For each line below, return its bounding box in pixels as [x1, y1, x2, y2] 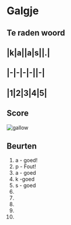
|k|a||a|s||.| [6, 47, 50, 57]
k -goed [15, 176, 35, 183]
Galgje [6, 4, 39, 18]
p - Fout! [15, 163, 36, 170]
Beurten [6, 141, 37, 151]
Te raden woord [6, 28, 65, 38]
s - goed [15, 182, 36, 189]
